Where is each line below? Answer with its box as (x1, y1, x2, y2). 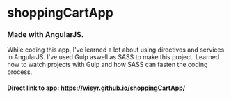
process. (7, 68, 33, 76)
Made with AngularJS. (7, 30, 84, 40)
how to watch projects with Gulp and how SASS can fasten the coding (7, 61, 208, 69)
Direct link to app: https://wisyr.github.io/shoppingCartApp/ (7, 84, 186, 92)
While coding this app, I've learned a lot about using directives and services (7, 45, 225, 54)
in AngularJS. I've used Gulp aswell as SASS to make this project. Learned (7, 53, 220, 61)
